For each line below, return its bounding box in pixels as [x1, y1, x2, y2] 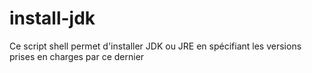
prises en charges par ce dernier [9, 50, 145, 62]
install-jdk [9, 7, 96, 30]
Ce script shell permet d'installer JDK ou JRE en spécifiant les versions [9, 40, 302, 52]
